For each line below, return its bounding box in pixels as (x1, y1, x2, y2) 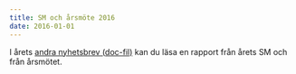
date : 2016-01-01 (9, 22, 75, 31)
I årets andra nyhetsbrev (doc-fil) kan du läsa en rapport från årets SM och (9, 46, 288, 57)
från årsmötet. (9, 56, 62, 67)
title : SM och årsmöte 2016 (9, 13, 116, 23)
